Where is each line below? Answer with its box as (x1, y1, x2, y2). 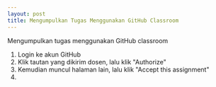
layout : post (7, 10, 46, 18)
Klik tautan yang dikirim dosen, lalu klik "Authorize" (17, 57, 166, 66)
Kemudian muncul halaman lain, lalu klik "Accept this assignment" (17, 65, 210, 74)
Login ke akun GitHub (17, 50, 81, 59)
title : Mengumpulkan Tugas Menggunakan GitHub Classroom (7, 17, 179, 24)
